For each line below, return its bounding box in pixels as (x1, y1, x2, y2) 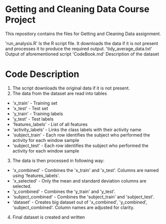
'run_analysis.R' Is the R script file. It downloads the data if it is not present (5, 40, 159, 46)
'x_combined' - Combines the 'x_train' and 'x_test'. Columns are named (12, 167, 159, 173)
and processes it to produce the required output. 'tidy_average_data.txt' (5, 45, 153, 51)
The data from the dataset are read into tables (12, 90, 107, 96)
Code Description (5, 68, 80, 80)
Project (5, 14, 36, 25)
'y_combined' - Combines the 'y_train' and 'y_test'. (12, 188, 116, 194)
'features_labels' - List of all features (12, 121, 88, 127)
